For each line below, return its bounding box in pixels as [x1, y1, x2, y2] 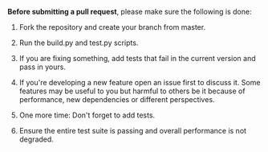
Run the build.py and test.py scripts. [18, 38, 139, 47]
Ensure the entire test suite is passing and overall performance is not [18, 126, 246, 135]
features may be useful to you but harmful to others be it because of [18, 86, 246, 96]
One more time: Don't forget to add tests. [18, 110, 156, 120]
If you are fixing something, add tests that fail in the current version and [18, 54, 256, 63]
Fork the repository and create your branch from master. [18, 23, 206, 31]
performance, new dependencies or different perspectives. [18, 95, 215, 104]
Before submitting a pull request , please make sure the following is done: [7, 7, 252, 16]
